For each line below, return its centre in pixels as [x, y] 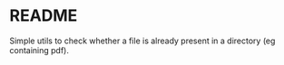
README [44, 16]
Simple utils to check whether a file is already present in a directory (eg [142, 41]
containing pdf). [39, 50]
